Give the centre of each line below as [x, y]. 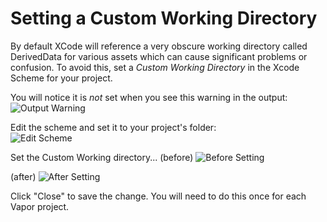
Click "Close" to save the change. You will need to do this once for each [158, 196]
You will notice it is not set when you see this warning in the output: [149, 97]
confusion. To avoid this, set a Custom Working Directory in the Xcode [155, 67]
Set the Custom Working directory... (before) [102, 157]
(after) [23, 176]
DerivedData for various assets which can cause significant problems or [159, 56]
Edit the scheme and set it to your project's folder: [113, 127]
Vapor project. [40, 206]
